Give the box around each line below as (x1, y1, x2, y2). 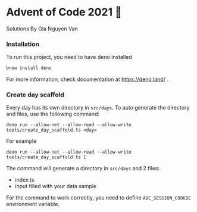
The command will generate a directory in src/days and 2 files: (6, 165, 160, 172)
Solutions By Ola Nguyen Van (6, 25, 79, 32)
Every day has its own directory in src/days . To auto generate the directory (6, 104, 190, 111)
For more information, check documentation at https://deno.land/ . (6, 76, 168, 83)
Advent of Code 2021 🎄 (6, 5, 122, 19)
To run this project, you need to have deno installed (6, 54, 132, 61)
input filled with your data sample (14, 183, 97, 190)
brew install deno (6, 65, 52, 71)
